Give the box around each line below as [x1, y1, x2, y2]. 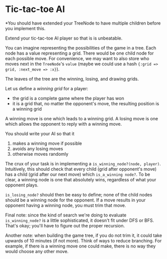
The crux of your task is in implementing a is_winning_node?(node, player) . [5, 160, 161, 166]
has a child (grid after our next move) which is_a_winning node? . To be [5, 171, 151, 177]
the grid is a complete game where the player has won [12, 95, 125, 101]
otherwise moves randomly [12, 151, 69, 157]
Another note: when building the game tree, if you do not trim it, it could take [5, 232, 162, 238]
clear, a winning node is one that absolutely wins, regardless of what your [5, 176, 157, 182]
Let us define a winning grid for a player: [5, 85, 89, 91]
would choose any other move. [5, 248, 69, 254]
